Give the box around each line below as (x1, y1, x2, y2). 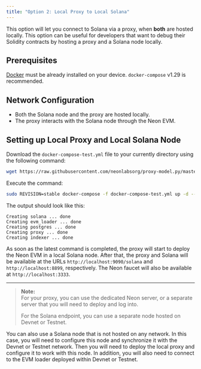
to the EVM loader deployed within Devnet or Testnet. (6, 355, 139, 363)
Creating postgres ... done (6, 224, 77, 230)
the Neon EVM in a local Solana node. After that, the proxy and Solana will (6, 251, 188, 259)
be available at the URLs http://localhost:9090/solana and (6, 257, 153, 265)
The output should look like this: (6, 202, 85, 209)
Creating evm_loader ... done (6, 218, 82, 225)
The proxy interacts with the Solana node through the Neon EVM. (14, 118, 176, 125)
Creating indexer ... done (6, 235, 74, 241)
